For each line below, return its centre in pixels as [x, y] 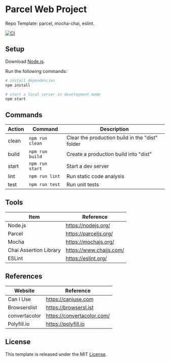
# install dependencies [30, 80]
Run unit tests [83, 185]
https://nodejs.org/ [88, 225]
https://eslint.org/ [86, 258]
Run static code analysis [95, 176]
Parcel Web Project [46, 9]
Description [114, 129]
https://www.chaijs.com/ [95, 250]
